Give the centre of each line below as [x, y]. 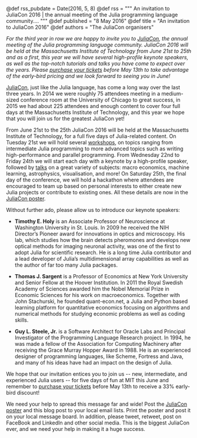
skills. [21, 320]
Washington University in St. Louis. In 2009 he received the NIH [92, 228]
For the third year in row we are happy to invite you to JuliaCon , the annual [97, 38]
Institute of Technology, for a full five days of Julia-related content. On [91, 136]
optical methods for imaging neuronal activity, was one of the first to [97, 246]
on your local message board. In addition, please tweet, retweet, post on [94, 417]
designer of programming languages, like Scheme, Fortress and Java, [99, 356]
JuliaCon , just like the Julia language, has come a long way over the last [93, 87]
